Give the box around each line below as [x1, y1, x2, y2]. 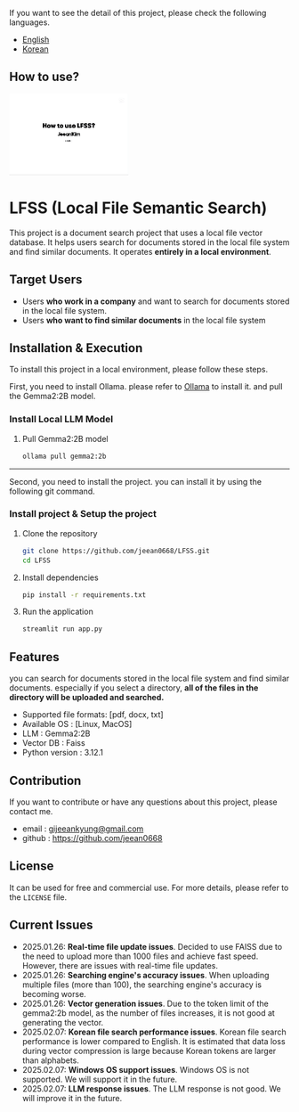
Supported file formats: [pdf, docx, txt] [21, 709, 164, 720]
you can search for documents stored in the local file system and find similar [9, 673, 290, 684]
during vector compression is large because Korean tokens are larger [21, 1045, 277, 1056]
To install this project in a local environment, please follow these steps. [9, 364, 269, 375]
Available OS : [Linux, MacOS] [21, 719, 133, 730]
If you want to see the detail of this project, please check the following [9, 8, 267, 18]
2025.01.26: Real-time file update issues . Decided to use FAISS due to [21, 941, 283, 952]
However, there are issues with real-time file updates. [21, 960, 219, 970]
